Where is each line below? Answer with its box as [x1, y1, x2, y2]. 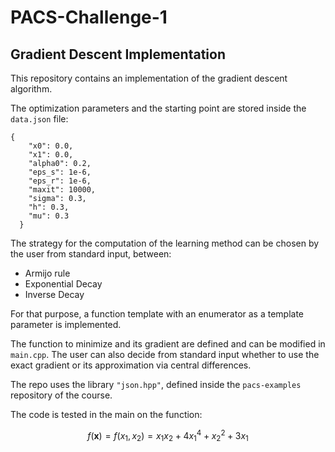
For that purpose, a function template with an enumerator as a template [10, 308, 305, 320]
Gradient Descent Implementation [10, 46, 226, 63]
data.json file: [10, 113, 69, 125]
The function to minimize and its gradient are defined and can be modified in [10, 338, 326, 350]
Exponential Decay [24, 278, 103, 290]
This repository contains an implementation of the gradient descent [10, 72, 288, 84]
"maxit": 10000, [28, 185, 97, 195]
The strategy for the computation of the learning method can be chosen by [10, 237, 320, 249]
